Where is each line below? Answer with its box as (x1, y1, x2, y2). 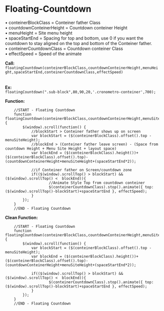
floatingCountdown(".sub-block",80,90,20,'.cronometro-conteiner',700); (5, 89, 156, 94)
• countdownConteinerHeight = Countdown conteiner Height (5, 24, 128, 30)
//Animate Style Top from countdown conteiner (48, 180, 145, 185)
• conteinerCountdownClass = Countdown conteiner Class (5, 45, 123, 51)
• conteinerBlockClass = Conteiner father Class (5, 20, 101, 25)
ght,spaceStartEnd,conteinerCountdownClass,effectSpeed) (5, 69, 123, 74)
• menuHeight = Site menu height (5, 30, 73, 36)
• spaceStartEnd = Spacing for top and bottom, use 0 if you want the (5, 35, 143, 41)
